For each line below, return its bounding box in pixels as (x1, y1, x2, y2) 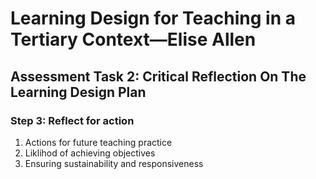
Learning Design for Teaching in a (10, 7, 296, 30)
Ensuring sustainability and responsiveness (24, 157, 204, 169)
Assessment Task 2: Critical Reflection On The (10, 68, 307, 85)
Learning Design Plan (10, 83, 147, 101)
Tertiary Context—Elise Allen (10, 28, 257, 51)
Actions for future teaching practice (24, 136, 173, 148)
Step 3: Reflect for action (10, 113, 135, 127)
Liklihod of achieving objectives (24, 147, 156, 159)
